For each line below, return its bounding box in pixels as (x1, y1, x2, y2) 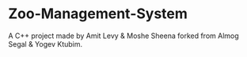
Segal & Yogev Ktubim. (8, 39, 83, 48)
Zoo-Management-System (8, 5, 188, 23)
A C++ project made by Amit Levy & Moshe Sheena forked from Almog (8, 31, 239, 40)
